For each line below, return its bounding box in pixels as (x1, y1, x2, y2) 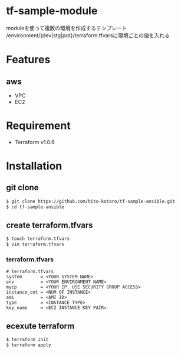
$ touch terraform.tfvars (6, 236, 70, 242)
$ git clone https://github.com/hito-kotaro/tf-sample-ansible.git (6, 198, 176, 204)
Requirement (6, 119, 71, 132)
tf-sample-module (6, 4, 98, 18)
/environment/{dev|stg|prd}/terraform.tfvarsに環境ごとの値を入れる (6, 31, 170, 39)
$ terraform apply (6, 342, 51, 348)
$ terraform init (6, 337, 49, 343)
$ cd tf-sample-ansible (6, 204, 65, 210)
